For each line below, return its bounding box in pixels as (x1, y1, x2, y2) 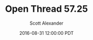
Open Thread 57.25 (5, 3, 88, 15)
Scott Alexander (29, 20, 64, 26)
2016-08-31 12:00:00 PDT (19, 30, 74, 36)
